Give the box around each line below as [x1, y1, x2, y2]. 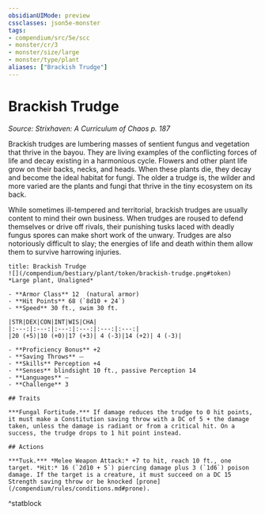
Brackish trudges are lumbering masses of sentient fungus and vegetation [8, 139, 250, 148]
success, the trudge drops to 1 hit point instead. [8, 429, 182, 437]
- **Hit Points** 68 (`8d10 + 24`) [8, 297, 126, 305]
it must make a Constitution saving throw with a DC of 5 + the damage [8, 415, 249, 423]
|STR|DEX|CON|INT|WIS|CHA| [8, 318, 97, 326]
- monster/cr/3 [8, 41, 59, 49]
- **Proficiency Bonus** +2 [8, 346, 101, 354]
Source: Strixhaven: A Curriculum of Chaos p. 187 [8, 124, 171, 133]
